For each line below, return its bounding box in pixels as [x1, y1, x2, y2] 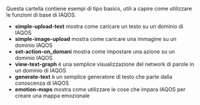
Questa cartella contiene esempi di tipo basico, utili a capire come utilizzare [6, 5, 192, 12]
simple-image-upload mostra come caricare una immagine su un [14, 36, 177, 42]
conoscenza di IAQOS [14, 79, 69, 87]
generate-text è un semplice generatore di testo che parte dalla [14, 74, 173, 80]
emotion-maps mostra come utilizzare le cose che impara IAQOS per [14, 86, 186, 93]
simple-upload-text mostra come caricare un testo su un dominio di [14, 23, 184, 30]
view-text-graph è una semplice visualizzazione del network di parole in [14, 61, 194, 68]
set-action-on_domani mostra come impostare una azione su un [14, 48, 175, 55]
